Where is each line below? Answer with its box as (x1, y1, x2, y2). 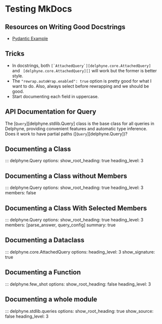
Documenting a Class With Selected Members (5, 204, 147, 212)
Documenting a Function (5, 268, 81, 276)
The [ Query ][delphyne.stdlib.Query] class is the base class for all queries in (5, 120, 154, 126)
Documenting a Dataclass (5, 236, 85, 244)
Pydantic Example (12, 35, 49, 41)
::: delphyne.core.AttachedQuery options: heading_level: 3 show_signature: (5, 249, 155, 255)
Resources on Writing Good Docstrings (5, 23, 126, 31)
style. (12, 73, 23, 79)
